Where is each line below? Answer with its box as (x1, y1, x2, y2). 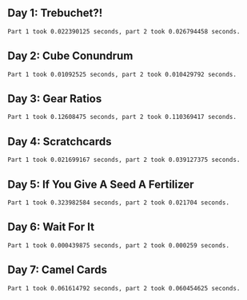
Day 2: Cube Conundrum (7, 49, 133, 63)
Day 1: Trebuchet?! (7, 6, 103, 20)
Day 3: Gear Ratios (7, 92, 102, 106)
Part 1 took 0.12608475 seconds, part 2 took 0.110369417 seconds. (7, 113, 237, 121)
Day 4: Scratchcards (7, 135, 113, 148)
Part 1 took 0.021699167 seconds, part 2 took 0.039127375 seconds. (7, 156, 241, 164)
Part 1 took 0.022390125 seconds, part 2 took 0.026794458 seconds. (7, 27, 241, 35)
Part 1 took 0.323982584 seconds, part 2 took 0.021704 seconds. (7, 199, 229, 207)
